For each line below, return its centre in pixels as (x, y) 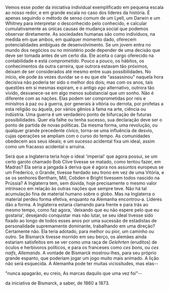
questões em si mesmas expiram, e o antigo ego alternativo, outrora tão (80, 88)
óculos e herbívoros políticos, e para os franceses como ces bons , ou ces (82, 247)
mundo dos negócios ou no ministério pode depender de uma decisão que (83, 50)
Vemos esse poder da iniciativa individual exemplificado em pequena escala (84, 7)
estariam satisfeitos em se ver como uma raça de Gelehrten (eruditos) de (81, 242)
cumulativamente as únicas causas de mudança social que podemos (77, 29)
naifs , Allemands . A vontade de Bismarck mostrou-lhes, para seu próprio (81, 253)
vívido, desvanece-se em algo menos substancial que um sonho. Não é (79, 93)
